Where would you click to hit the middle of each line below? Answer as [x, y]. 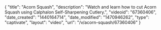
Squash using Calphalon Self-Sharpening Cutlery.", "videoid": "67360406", [80, 12]
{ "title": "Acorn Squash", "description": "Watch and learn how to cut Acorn [80, 7]
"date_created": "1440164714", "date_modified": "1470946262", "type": [77, 17]
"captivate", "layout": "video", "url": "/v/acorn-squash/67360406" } [73, 22]
